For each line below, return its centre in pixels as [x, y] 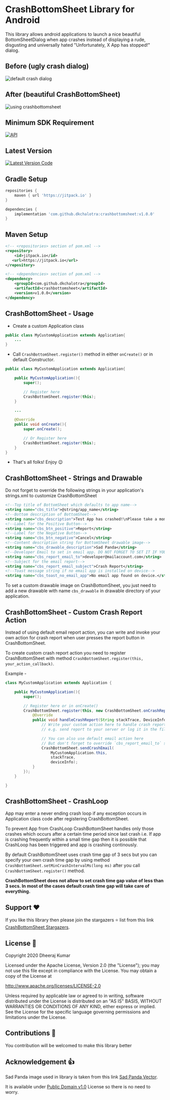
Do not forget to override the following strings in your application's [75, 490]
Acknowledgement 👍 [40, 1062]
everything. [18, 891]
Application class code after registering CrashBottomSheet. [67, 819]
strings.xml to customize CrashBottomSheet [51, 496]
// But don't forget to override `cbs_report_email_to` [101, 743]
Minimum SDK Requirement [50, 123]
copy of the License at [29, 976]
